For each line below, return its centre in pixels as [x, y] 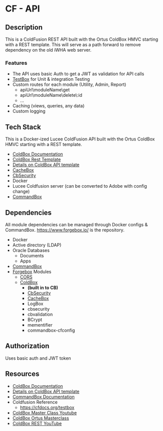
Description [24, 27]
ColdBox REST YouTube [37, 423]
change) [21, 192]
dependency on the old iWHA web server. [48, 50]
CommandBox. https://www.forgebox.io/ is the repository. [65, 230]
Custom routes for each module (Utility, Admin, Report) [69, 85]
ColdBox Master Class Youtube [44, 412]
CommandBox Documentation [44, 396]
